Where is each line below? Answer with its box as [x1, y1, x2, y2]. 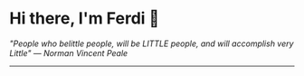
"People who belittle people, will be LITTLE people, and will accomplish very [9, 38, 294, 49]
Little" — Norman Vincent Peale [9, 47, 128, 58]
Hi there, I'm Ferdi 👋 [9, 8, 160, 29]
